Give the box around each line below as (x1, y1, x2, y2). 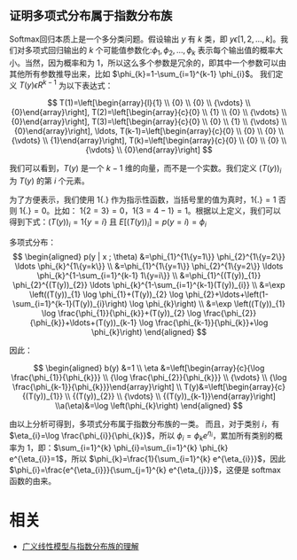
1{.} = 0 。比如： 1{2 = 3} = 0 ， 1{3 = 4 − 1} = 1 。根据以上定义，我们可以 (19, 206, 282, 216)
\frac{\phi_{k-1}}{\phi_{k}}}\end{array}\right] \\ (12, 381, 182, 392)
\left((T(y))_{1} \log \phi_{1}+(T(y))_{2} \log (29, 289, 184, 299)
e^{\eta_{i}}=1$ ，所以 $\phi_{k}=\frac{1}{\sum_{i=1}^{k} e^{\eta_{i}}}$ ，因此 (9, 454, 286, 464)
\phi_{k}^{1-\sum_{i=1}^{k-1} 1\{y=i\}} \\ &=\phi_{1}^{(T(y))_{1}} (36, 269, 262, 281)
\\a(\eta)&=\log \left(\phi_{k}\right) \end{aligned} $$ (54, 400, 244, 410)
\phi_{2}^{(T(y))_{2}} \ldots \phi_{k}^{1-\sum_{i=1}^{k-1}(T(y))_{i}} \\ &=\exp (12, 279, 285, 290)
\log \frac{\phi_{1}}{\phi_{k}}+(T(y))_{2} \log (41, 307, 202, 318)
